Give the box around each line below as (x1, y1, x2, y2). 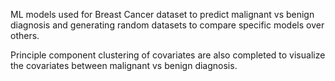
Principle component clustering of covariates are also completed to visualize (10, 49, 326, 61)
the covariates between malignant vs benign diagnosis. (10, 60, 238, 71)
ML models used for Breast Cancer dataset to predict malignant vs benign (10, 9, 315, 20)
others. (10, 30, 40, 41)
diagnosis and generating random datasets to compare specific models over (10, 19, 325, 31)
